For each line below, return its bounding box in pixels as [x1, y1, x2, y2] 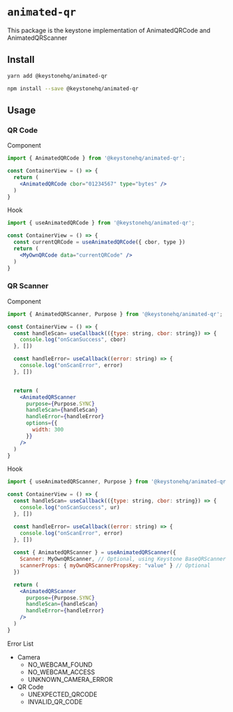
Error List [7, 639, 33, 648]
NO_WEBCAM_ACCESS [27, 667, 96, 676]
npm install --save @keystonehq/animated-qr [7, 85, 139, 92]
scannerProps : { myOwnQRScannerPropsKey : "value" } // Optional [20, 562, 211, 569]
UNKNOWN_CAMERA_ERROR [27, 675, 113, 683]
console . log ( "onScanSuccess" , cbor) [20, 336, 127, 343]
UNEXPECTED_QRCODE [27, 690, 98, 698]
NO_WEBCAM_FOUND [27, 660, 93, 669]
